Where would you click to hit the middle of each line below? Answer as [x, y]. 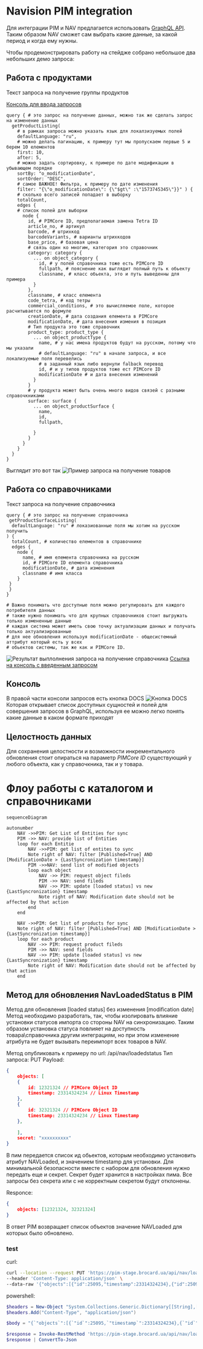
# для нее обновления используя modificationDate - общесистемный [92, 637]
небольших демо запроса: [40, 59]
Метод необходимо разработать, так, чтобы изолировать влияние [92, 1016]
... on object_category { [66, 258]
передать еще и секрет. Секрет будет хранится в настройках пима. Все [99, 1175]
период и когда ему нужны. [42, 41]
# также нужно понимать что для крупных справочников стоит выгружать [97, 616]
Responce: [20, 1193]
